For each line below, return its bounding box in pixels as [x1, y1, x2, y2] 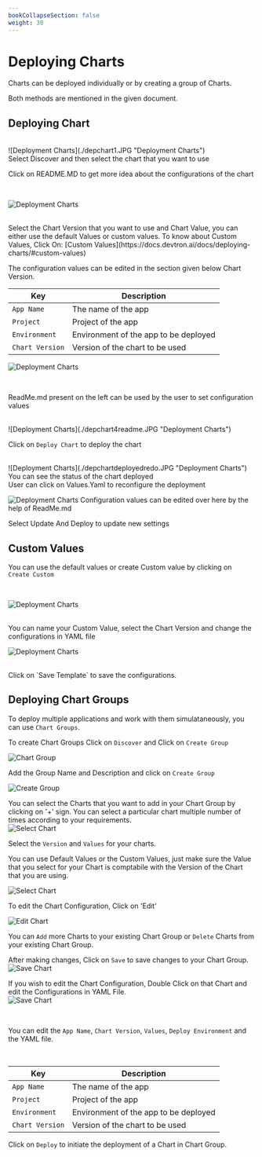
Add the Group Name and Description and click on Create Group [8, 767, 215, 778]
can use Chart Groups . [8, 722, 80, 731]
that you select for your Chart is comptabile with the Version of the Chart [8, 862, 243, 872]
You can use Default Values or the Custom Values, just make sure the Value [8, 854, 252, 863]
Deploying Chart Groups [8, 693, 129, 707]
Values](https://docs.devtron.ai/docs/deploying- [93, 240, 251, 250]
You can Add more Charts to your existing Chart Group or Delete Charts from [8, 932, 255, 941]
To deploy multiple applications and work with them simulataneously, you [8, 714, 245, 723]
